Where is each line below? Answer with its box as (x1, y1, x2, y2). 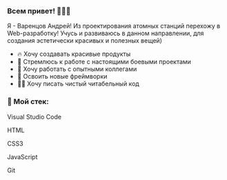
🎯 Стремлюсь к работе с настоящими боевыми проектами (17, 58, 192, 66)
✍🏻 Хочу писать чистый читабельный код (17, 79, 139, 88)
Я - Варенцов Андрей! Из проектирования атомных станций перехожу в (7, 22, 221, 30)
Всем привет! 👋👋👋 (7, 6, 71, 16)
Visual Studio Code (7, 112, 62, 121)
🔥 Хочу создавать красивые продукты (17, 50, 131, 58)
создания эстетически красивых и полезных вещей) (7, 37, 162, 45)
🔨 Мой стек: (7, 97, 50, 106)
